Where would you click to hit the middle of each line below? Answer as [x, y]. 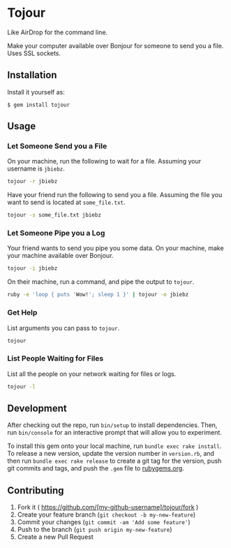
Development [37, 408]
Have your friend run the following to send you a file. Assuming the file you [115, 195]
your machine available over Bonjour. [60, 256]
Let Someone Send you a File [57, 146]
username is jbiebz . [36, 168]
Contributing [36, 490]
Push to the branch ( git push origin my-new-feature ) [95, 530]
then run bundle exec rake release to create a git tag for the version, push [114, 461]
